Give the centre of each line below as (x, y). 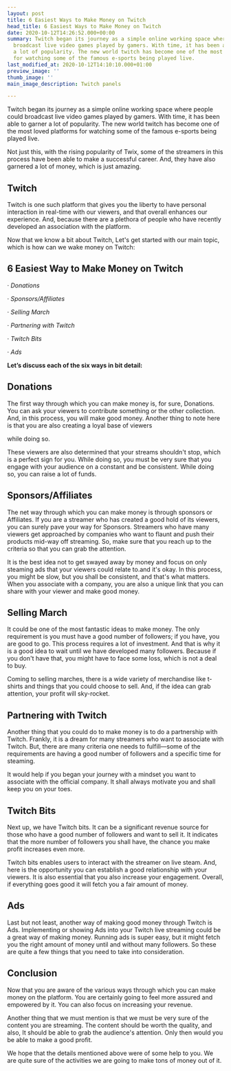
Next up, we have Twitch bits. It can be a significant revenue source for (108, 827)
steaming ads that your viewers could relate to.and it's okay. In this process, (115, 569)
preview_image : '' (33, 71)
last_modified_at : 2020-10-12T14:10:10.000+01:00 (80, 65)
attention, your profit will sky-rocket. (58, 694)
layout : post (26, 13)
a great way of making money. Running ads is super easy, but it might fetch (114, 937)
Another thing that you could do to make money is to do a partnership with (112, 732)
